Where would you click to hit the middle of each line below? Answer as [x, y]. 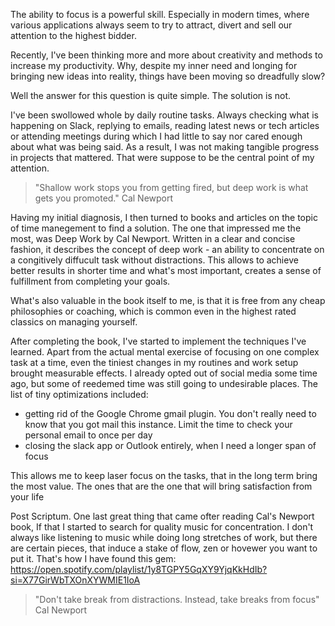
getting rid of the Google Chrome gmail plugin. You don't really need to [170, 413]
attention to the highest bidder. [73, 35]
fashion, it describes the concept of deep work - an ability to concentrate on [167, 249]
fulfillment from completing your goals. [90, 281]
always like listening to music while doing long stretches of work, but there [164, 537]
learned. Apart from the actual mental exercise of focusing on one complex [165, 352]
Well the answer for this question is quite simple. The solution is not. [151, 95]
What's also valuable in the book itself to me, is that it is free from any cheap [168, 300]
